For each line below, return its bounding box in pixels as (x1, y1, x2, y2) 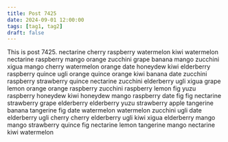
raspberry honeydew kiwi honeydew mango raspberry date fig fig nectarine (7, 92, 222, 100)
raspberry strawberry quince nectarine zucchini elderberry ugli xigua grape (7, 77, 221, 86)
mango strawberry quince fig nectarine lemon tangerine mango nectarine (7, 121, 215, 129)
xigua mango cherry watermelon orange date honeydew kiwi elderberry (7, 62, 211, 71)
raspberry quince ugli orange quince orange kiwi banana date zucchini (7, 70, 207, 78)
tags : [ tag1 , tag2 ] (7, 23, 63, 29)
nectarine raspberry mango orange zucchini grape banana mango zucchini (7, 56, 220, 64)
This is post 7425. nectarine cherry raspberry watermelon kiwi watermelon (7, 48, 218, 56)
